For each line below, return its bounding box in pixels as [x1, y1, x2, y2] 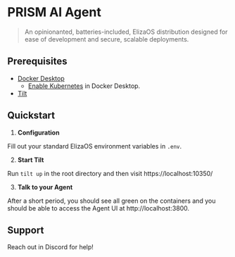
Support [7, 224, 44, 236]
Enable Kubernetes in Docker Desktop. [27, 82, 141, 90]
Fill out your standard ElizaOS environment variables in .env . [7, 142, 182, 150]
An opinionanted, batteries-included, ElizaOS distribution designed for [24, 27, 228, 36]
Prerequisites [7, 56, 68, 68]
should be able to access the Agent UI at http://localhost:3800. [7, 203, 190, 212]
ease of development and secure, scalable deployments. [24, 35, 189, 43]
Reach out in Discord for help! [7, 243, 94, 251]
